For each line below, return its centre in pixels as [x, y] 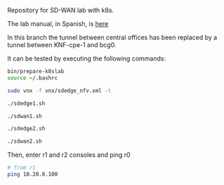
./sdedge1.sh [26, 103]
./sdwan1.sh [25, 116]
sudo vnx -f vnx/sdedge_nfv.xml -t [59, 91]
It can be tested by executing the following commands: [87, 58]
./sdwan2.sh [25, 141]
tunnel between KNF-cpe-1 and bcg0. [62, 45]
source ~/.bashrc [33, 78]
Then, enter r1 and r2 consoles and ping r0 [69, 155]
